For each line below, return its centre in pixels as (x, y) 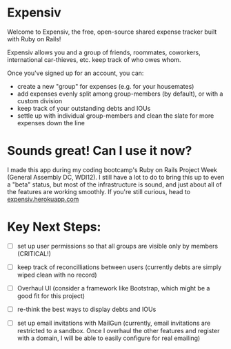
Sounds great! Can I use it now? (100, 151)
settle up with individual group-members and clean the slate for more (115, 116)
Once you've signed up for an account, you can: (76, 73)
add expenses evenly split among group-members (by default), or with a (120, 94)
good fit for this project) (51, 296)
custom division (40, 101)
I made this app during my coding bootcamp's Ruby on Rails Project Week (112, 169)
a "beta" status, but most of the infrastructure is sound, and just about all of (114, 184)
